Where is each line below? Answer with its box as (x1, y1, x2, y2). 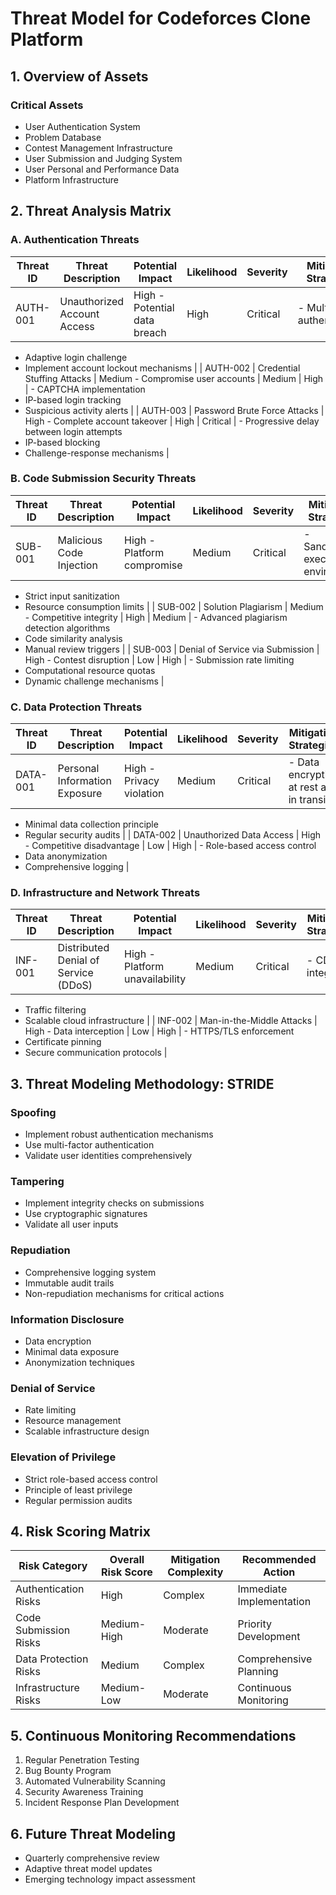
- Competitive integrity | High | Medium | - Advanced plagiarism (24, 611, 288, 623)
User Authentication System (24, 120, 141, 132)
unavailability (124, 972, 187, 986)
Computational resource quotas (24, 664, 156, 676)
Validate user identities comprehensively (24, 1150, 193, 1162)
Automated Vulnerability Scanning (24, 1775, 166, 1787)
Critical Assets (10, 98, 84, 112)
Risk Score (101, 1565, 153, 1579)
